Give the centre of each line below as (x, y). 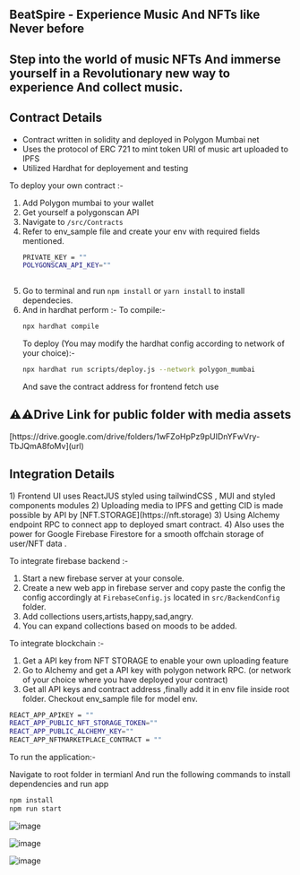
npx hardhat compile (60, 326)
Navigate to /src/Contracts (73, 221)
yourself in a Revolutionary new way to (120, 73)
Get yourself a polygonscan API (81, 212)
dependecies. (47, 300)
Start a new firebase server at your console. (103, 578)
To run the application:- (52, 758)
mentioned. (43, 240)
